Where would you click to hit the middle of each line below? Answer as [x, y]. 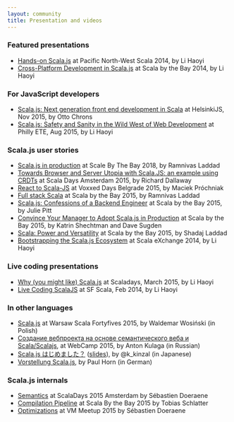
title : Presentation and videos [55, 20]
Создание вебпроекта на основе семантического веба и [103, 338]
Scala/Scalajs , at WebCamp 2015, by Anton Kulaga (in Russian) [109, 345]
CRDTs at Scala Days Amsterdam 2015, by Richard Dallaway [104, 180]
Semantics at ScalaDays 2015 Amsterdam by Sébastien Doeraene [113, 396]
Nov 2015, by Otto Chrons [55, 117]
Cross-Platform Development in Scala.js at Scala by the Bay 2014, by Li [121, 68]
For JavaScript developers [54, 94]
